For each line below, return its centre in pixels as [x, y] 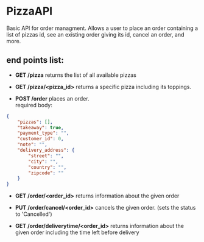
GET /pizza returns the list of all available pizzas [76, 75]
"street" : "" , [46, 156]
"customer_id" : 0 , [40, 139]
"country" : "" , [47, 167]
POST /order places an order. [52, 98]
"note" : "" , [32, 144]
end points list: [35, 60]
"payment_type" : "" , [43, 133]
